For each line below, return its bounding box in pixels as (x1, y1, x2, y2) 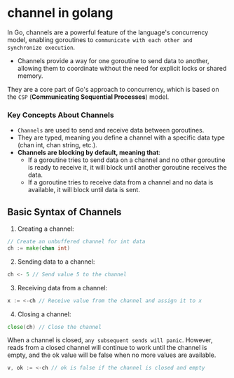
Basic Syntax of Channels (7, 205, 122, 218)
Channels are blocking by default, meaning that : (17, 149, 161, 157)
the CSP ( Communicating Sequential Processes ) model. (7, 93, 170, 101)
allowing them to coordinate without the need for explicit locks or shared (17, 64, 227, 72)
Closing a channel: (17, 310, 71, 318)
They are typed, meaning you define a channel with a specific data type (17, 133, 226, 142)
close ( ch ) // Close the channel (7, 323, 102, 330)
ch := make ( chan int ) (7, 244, 71, 252)
